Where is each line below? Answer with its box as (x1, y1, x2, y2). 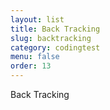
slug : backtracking (10, 33, 92, 43)
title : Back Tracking (10, 24, 101, 34)
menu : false (10, 52, 60, 62)
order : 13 (10, 61, 52, 71)
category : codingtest (10, 42, 101, 53)
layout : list (10, 14, 65, 25)
